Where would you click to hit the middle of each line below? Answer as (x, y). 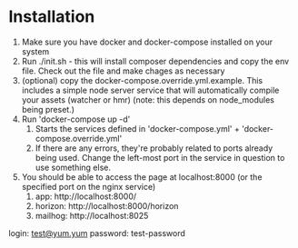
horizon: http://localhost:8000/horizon (107, 205)
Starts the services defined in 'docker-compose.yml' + (137, 128)
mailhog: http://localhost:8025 (92, 215)
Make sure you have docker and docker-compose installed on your (147, 42)
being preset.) (48, 109)
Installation (52, 17)
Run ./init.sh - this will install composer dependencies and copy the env (155, 61)
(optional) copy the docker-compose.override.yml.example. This (142, 80)
